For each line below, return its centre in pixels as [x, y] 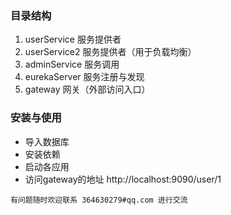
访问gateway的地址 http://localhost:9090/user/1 [123, 179]
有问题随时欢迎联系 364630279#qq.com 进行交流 [99, 200]
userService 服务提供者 [73, 39]
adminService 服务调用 [72, 64]
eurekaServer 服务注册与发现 [84, 77]
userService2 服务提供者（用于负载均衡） [110, 52]
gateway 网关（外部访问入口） [87, 89]
